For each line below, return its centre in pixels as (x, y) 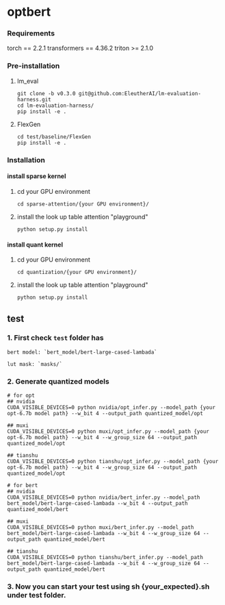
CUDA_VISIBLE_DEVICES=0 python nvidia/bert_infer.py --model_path (104, 497)
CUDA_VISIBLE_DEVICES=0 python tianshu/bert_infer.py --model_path (105, 558)
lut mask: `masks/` (35, 364)
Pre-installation (34, 66)
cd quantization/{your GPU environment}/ (77, 272)
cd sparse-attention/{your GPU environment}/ (83, 204)
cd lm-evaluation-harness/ (55, 106)
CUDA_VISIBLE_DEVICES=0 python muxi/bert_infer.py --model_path (101, 528)
